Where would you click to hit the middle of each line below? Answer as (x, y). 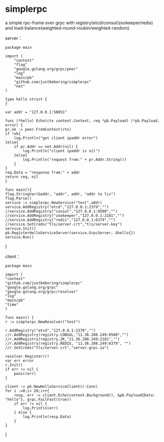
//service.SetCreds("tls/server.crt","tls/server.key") (64, 224)
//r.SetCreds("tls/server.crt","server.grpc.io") (57, 348)
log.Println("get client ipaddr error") (56, 138)
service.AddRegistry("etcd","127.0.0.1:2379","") (57, 207)
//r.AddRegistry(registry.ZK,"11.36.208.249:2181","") (63, 339)
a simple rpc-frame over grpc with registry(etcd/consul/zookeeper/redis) (79, 23)
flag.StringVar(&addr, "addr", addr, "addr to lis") (60, 194)
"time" (12, 305)
